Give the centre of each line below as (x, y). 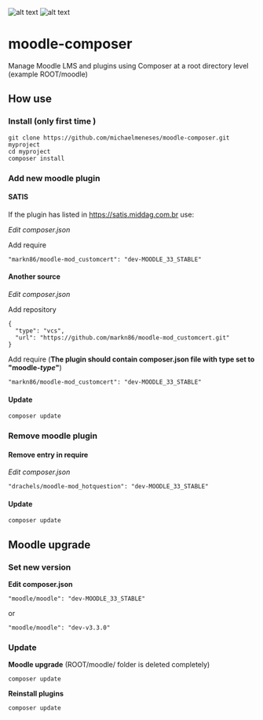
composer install (37, 158)
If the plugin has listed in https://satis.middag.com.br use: (101, 214)
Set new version (40, 567)
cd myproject (29, 151)
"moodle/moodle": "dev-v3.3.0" (59, 628)
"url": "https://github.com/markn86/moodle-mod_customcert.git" (122, 338)
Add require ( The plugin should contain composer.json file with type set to (131, 359)
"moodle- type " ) (35, 367)
